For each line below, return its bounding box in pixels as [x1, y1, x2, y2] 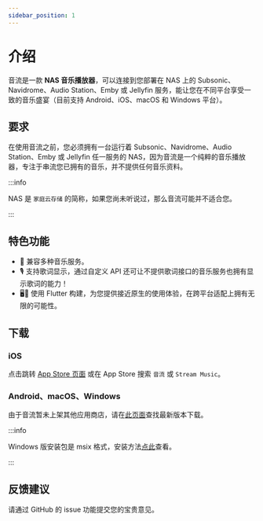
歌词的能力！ [26, 279, 68, 288]
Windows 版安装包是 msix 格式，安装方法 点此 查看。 [8, 442, 177, 452]
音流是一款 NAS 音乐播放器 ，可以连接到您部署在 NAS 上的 [8, 75, 196, 85]
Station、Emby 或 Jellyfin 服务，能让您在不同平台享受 [71, 85, 245, 94]
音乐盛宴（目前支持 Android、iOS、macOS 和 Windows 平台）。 [21, 95, 227, 105]
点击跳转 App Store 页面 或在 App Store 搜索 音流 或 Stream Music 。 [8, 369, 225, 378]
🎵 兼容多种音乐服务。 [19, 257, 89, 266]
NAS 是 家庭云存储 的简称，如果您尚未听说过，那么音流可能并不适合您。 [8, 194, 237, 204]
